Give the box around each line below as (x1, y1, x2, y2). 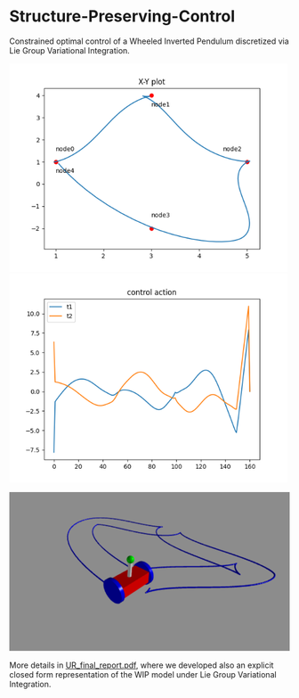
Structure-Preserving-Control (9, 6, 236, 27)
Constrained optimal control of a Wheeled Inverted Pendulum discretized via (9, 36, 289, 46)
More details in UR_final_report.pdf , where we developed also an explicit (9, 660, 274, 670)
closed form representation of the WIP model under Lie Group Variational (9, 669, 278, 679)
